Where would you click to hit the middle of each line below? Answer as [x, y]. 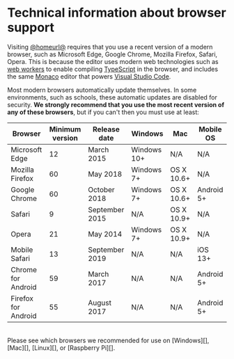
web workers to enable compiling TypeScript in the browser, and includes [112, 69]
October [101, 189]
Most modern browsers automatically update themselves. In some [102, 90]
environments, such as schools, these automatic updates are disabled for [112, 97]
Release [106, 129]
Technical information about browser [117, 13]
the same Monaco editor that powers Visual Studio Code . [89, 76]
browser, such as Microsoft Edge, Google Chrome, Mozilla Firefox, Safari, [112, 54]
